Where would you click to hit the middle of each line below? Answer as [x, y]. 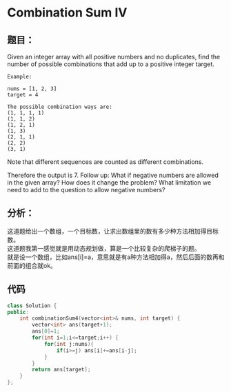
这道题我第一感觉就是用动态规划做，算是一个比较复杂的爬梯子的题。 [104, 248]
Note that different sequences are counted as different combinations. [106, 162]
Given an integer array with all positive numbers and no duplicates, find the [114, 57]
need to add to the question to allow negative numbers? [86, 190]
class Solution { [32, 306]
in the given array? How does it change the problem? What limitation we [109, 183]
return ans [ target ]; [61, 370]
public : [18, 312]
